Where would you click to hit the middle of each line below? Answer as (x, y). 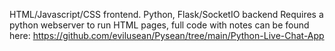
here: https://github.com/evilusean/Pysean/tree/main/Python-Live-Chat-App (167, 35)
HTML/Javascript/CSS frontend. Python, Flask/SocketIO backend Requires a (166, 14)
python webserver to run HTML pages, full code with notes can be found (159, 25)
